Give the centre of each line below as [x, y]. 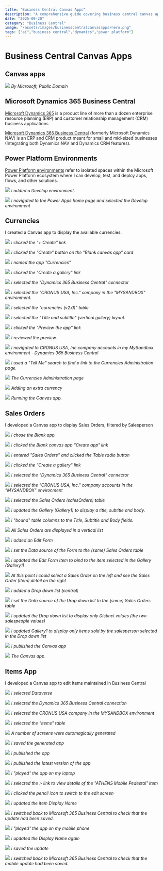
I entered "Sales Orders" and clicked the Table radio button [70, 455]
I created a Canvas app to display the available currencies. [64, 232]
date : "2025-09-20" [25, 18]
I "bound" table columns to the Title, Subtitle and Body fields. [72, 520]
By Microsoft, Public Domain [40, 86]
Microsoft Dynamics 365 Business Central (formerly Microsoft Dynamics [77, 133]
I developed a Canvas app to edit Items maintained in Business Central [75, 683]
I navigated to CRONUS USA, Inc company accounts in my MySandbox [82, 348]
